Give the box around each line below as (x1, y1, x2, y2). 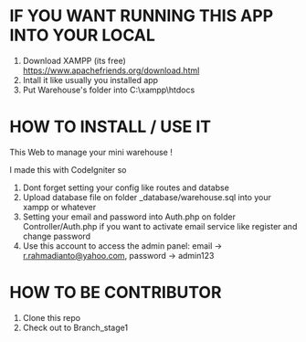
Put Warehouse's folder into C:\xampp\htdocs (22, 84, 195, 95)
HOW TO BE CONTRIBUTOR (9, 283, 222, 303)
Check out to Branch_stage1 (22, 322, 129, 333)
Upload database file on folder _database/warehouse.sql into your (22, 191, 272, 202)
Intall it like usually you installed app (22, 74, 158, 85)
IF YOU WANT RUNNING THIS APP (9, 5, 274, 27)
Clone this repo (22, 312, 80, 323)
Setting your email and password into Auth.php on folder (22, 211, 236, 222)
